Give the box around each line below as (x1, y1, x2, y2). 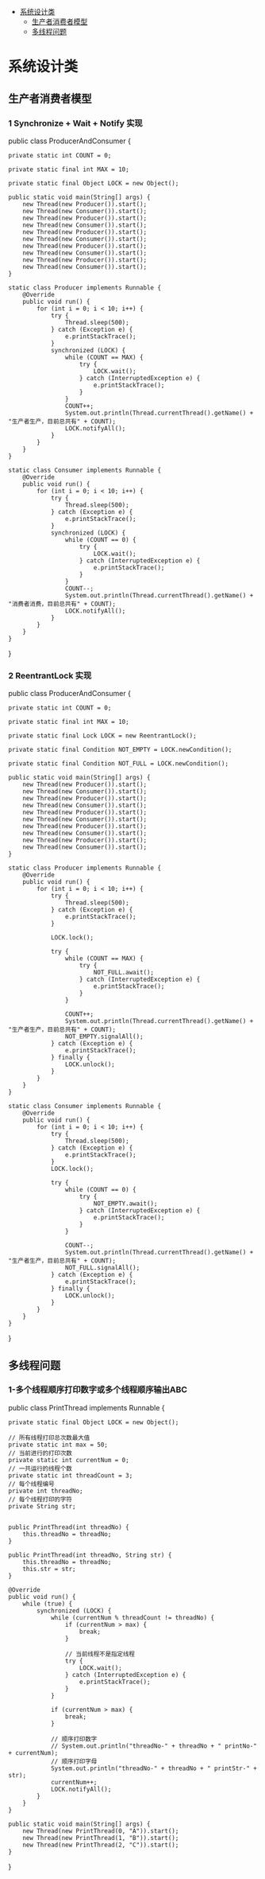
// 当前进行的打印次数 (8, 1449, 73, 1457)
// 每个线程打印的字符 (8, 1495, 73, 1504)
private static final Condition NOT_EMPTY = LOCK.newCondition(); (8, 746, 232, 754)
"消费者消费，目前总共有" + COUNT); (8, 600, 117, 608)
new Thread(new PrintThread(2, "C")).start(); (22, 1841, 179, 1849)
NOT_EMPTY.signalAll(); (64, 1033, 144, 1041)
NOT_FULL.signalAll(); (64, 1264, 140, 1272)
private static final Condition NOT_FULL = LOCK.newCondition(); (8, 760, 229, 768)
